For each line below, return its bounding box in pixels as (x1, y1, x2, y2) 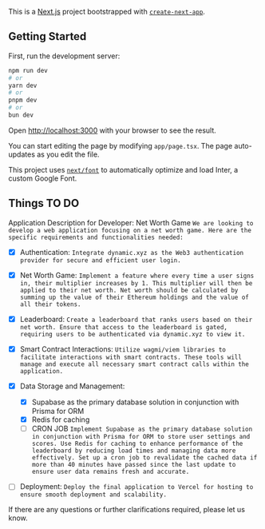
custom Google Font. (8, 173, 77, 183)
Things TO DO (8, 197, 80, 210)
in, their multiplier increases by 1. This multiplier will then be (19, 279, 253, 287)
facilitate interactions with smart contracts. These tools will (19, 353, 242, 361)
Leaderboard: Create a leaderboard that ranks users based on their (19, 314, 253, 324)
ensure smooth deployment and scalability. (19, 491, 168, 499)
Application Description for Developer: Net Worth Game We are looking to (8, 217, 254, 227)
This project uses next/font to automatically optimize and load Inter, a (8, 165, 239, 174)
